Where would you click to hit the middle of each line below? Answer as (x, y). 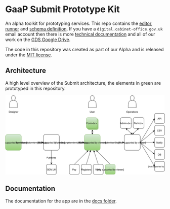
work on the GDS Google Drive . (38, 40)
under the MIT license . (29, 55)
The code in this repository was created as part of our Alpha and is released (84, 49)
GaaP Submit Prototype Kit (62, 9)
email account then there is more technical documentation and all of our (80, 34)
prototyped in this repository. (35, 88)
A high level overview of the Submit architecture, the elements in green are (83, 83)
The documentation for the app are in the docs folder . (61, 201)
